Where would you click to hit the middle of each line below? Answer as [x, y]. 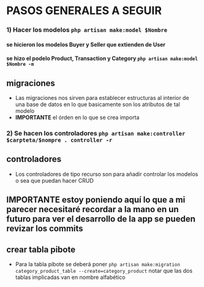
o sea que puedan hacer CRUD [54, 180]
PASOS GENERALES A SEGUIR [84, 11]
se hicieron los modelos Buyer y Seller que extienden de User [86, 44]
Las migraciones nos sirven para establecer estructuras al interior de [102, 98]
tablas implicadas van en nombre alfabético [70, 277]
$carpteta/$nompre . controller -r [59, 140]
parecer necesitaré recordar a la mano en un [93, 209]
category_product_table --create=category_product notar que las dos [104, 271]
